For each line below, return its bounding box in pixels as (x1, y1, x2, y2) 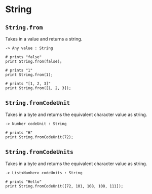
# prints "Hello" (5, 179, 42, 184)
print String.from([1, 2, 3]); (5, 86, 71, 91)
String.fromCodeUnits (5, 148, 73, 156)
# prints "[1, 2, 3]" (5, 81, 51, 86)
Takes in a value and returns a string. (5, 36, 83, 42)
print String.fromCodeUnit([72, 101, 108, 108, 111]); (5, 183, 124, 188)
